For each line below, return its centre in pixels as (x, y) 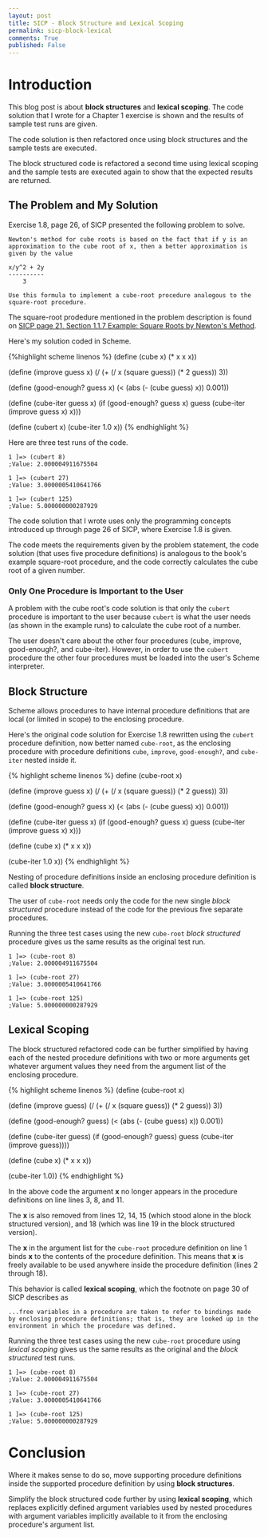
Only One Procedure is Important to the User (96, 590)
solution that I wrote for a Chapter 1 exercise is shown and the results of (126, 116)
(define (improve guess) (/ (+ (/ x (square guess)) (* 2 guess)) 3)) (116, 1105)
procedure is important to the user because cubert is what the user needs (130, 617)
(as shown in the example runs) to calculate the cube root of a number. (125, 626)
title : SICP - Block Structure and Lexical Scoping (96, 23)
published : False (37, 46)
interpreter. (27, 666)
